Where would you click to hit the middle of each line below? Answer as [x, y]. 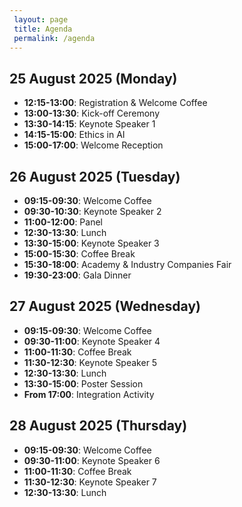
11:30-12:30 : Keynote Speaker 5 [90, 362]
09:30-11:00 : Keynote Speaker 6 [92, 460]
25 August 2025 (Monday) [93, 78]
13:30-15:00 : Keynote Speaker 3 [91, 243]
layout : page [41, 19]
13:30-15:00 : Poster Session [83, 383]
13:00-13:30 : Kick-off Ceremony [92, 113]
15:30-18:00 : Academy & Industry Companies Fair [127, 264]
